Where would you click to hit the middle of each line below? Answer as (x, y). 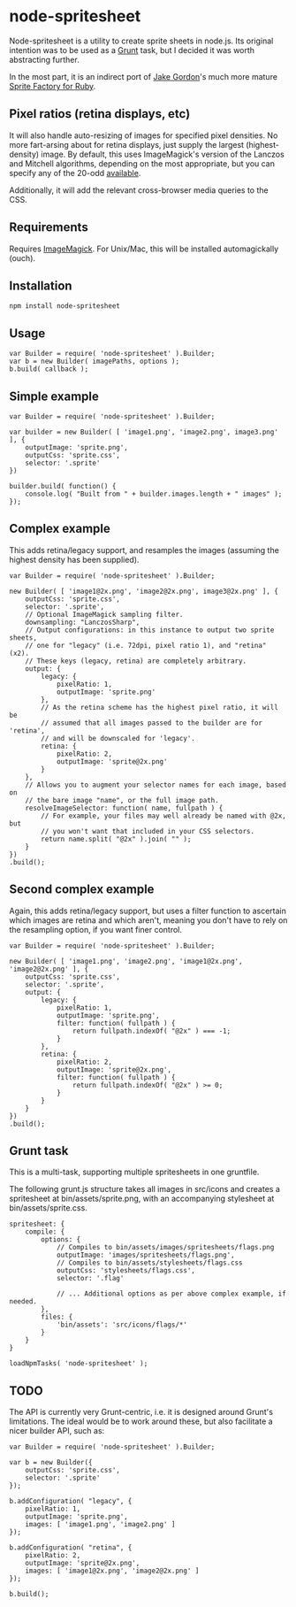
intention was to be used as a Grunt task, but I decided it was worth (132, 50)
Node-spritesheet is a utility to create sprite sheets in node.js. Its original (141, 41)
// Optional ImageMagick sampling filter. (104, 614)
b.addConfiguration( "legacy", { (71, 1502)
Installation (41, 285)
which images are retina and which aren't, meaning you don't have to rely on (148, 920)
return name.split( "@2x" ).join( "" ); (116, 839)
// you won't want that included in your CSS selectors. (148, 831)
